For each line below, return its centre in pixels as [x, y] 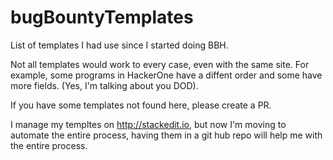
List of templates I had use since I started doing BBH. [119, 45]
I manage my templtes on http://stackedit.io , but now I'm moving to [148, 124]
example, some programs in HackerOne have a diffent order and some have [166, 75]
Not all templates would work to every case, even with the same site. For [160, 64]
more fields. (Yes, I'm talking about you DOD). [104, 85]
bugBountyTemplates [102, 17]
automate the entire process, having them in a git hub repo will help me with [166, 135]
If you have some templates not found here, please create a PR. [141, 105]
